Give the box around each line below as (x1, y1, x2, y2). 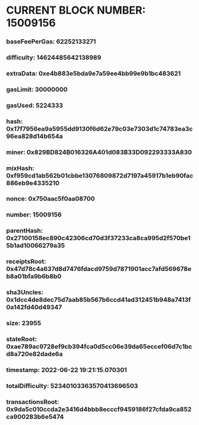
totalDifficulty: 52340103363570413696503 (6, 382, 138, 390)
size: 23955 (6, 319, 42, 328)
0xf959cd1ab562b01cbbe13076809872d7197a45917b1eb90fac (6, 171, 194, 180)
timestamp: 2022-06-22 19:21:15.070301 (6, 366, 127, 374)
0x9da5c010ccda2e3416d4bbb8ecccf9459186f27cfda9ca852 (6, 405, 192, 413)
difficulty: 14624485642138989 (6, 53, 102, 62)
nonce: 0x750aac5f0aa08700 (6, 194, 95, 203)
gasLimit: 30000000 (6, 85, 68, 93)
